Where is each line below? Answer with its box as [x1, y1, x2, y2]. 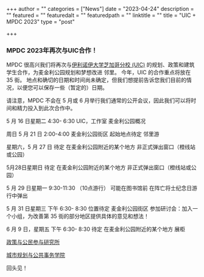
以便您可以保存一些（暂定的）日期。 [16, 84, 108, 91]
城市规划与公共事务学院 [6, 251, 65, 259]
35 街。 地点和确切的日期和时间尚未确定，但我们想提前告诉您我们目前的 [6, 76, 187, 84]
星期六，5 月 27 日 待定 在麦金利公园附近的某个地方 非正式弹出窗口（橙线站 [6, 143, 196, 151]
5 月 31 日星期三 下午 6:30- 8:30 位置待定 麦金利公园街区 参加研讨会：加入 [6, 205, 193, 212]
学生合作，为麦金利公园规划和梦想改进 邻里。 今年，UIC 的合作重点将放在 [6, 69, 191, 76]
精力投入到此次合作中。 [16, 105, 76, 112]
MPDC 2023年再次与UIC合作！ [6, 46, 98, 54]
